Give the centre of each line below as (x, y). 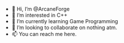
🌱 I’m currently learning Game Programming (65, 21)
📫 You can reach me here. (44, 34)
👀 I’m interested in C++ (39, 15)
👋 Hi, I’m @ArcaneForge (41, 9)
